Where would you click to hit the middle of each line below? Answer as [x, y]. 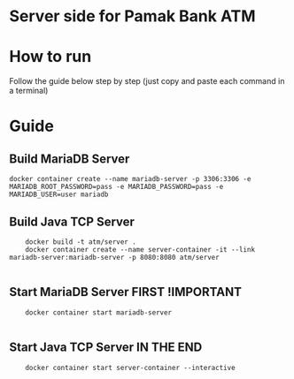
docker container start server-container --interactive [131, 368]
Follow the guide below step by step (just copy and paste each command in [147, 81]
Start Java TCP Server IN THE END [106, 348]
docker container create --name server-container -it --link [140, 249]
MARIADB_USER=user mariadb [59, 195]
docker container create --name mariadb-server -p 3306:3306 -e [130, 179]
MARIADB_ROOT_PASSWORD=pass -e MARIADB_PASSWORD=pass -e [116, 187]
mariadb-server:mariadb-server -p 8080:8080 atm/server [114, 257]
